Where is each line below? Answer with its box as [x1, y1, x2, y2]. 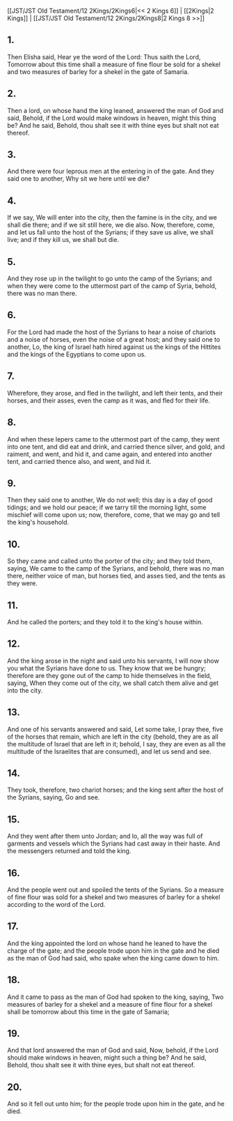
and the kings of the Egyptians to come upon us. [7, 349, 146, 359]
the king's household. [7, 518, 70, 527]
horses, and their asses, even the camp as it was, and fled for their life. [7, 396, 211, 405]
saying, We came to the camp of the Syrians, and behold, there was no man [7, 564, 225, 573]
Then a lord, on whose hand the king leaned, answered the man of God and [7, 106, 224, 114]
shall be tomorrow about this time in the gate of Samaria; [7, 1007, 170, 1016]
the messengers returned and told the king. [7, 847, 131, 855]
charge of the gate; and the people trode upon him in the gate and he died [7, 946, 220, 955]
